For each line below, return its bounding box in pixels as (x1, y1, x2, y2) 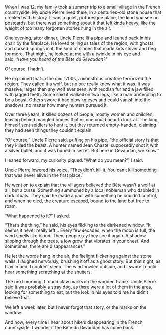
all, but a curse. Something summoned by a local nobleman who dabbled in (5, 187, 159, 193)
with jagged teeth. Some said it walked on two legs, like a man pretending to (5, 92, 161, 97)
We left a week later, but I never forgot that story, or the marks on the (5, 304, 147, 310)
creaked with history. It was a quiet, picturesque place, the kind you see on (5, 15, 159, 20)
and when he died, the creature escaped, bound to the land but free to (5, 198, 150, 204)
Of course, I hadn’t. (5, 66, 45, 72)
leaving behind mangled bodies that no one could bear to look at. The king (5, 117, 158, 122)
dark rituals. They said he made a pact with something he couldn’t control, (5, 193, 158, 198)
